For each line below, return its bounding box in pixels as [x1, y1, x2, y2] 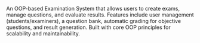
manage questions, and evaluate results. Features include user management [6, 11, 194, 18]
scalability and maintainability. [6, 30, 81, 37]
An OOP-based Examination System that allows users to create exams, [6, 5, 180, 12]
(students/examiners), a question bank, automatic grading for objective [6, 18, 181, 24]
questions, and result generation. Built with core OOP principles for [6, 24, 171, 31]
